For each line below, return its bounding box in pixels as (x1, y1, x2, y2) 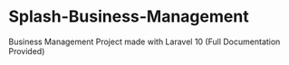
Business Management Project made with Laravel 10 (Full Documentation (8, 36, 281, 47)
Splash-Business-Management (8, 6, 250, 27)
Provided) (8, 45, 45, 56)
